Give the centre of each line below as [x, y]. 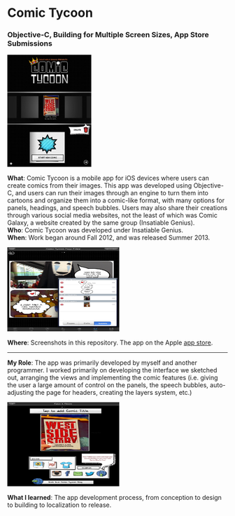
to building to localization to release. [59, 505]
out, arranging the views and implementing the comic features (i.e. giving [113, 378]
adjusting [21, 393]
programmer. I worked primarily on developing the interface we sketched [112, 370]
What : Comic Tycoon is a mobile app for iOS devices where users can [108, 178]
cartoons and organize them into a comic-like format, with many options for [116, 200]
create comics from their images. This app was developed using [100, 186]
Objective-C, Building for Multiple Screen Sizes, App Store [108, 35]
